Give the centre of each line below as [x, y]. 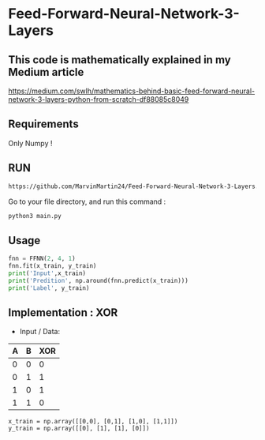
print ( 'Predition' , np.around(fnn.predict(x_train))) [99, 280]
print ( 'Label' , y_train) [49, 288]
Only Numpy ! [30, 143]
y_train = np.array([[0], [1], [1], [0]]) [79, 429]
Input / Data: [40, 332]
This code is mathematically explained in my [119, 60]
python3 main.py [35, 216]
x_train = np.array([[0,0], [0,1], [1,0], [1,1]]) [93, 422]
